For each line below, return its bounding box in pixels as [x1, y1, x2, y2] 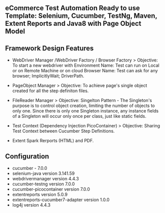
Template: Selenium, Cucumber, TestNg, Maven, [5, 12, 158, 20]
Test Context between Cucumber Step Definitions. [12, 128, 115, 134]
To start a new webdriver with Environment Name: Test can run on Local [12, 62, 160, 68]
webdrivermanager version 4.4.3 [12, 176, 79, 182]
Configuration [5, 152, 49, 160]
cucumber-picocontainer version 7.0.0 [12, 186, 90, 192]
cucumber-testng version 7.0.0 [12, 181, 75, 187]
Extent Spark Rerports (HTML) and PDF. [12, 138, 94, 144]
